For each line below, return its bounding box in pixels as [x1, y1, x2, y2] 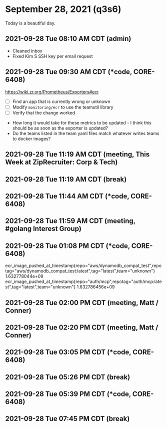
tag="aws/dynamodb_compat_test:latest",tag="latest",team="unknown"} [5, 268, 155, 274]
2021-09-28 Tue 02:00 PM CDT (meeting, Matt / [5, 298, 159, 307]
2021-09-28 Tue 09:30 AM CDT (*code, [5, 67, 132, 76]
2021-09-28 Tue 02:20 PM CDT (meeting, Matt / [5, 323, 158, 331]
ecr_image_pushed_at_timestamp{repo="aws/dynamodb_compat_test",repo [5, 262, 161, 268]
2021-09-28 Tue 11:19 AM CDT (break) [5, 175, 127, 183]
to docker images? [12, 135, 51, 141]
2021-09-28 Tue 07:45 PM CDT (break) [5, 414, 130, 423]
